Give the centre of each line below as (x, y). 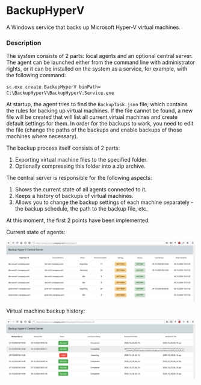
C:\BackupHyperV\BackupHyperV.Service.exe (60, 93)
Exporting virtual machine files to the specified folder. (81, 160)
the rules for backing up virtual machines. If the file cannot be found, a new (100, 111)
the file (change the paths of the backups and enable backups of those (94, 130)
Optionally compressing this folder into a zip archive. (80, 166)
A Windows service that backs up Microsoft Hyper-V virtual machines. (93, 27)
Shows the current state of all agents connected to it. (81, 189)
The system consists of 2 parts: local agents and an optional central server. (100, 56)
